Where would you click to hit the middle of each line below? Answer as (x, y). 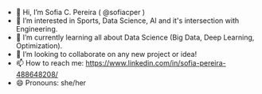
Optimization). (39, 46)
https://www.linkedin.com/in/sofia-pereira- (156, 63)
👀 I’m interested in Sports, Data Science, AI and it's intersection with (127, 21)
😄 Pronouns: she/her (51, 83)
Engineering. (37, 29)
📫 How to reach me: (50, 63)
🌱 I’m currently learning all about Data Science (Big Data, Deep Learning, (135, 37)
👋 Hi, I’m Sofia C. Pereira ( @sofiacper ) (80, 12)
